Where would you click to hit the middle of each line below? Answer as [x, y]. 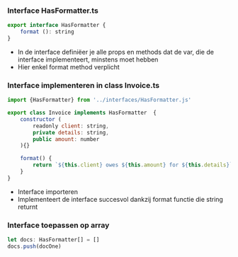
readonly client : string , [71, 126]
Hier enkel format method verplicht [69, 67]
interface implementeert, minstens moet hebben [88, 59]
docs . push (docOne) [34, 246]
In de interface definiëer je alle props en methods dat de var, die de [116, 52]
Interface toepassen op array [58, 225]
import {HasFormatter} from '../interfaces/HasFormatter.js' [100, 100]
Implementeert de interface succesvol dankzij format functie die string [120, 199]
